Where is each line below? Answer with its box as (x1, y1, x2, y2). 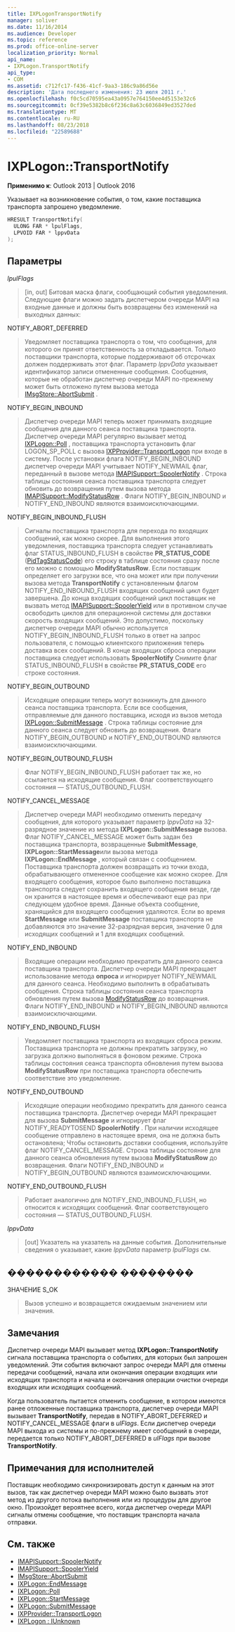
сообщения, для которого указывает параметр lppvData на (24, 817, 203, 826)
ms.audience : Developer (7, 30, 77, 37)
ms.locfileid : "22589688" (7, 128, 83, 135)
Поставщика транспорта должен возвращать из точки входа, (24, 862, 209, 871)
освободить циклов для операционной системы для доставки (24, 608, 211, 617)
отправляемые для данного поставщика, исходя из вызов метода (24, 710, 222, 719)
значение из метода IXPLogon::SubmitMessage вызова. (58, 824, 228, 834)
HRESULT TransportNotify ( (7, 216, 83, 224)
